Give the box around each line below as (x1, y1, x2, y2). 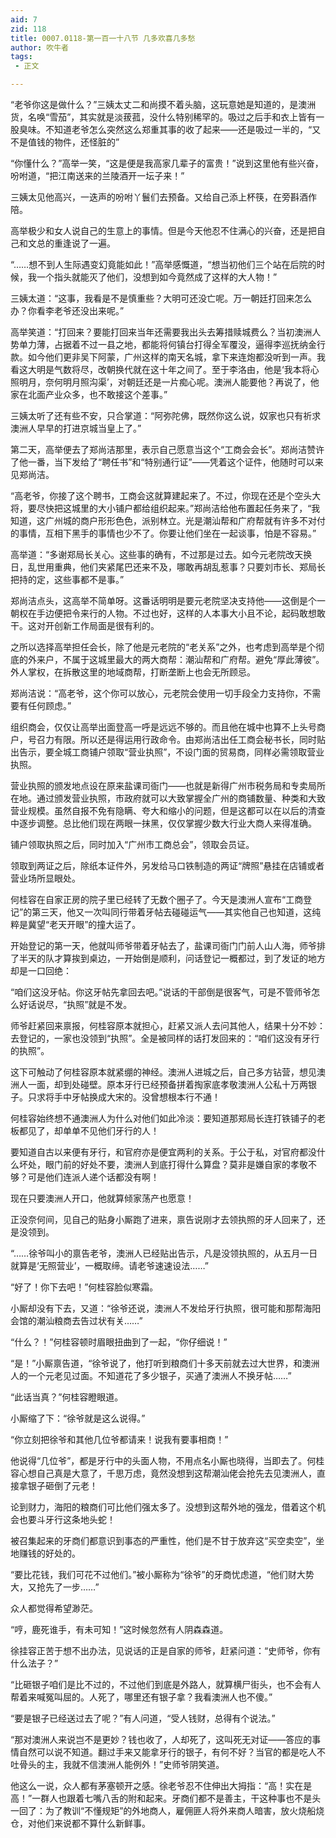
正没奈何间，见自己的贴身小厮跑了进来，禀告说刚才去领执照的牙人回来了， (10, 1214, 317, 1225)
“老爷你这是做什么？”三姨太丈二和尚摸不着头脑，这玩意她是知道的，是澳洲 (10, 99, 317, 110)
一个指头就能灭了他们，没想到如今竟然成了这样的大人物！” (36, 271, 278, 283)
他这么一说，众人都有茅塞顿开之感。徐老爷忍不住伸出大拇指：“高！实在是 (10, 1780, 313, 1791)
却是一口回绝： (10, 965, 72, 976)
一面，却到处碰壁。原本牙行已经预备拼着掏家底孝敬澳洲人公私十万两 (27, 1079, 308, 1090)
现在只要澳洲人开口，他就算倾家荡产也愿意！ (10, 1192, 195, 1204)
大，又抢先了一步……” (10, 1581, 100, 1593)
